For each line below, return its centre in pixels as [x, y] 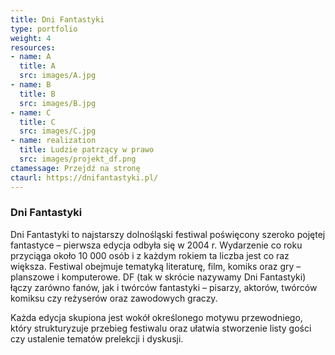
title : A [37, 66]
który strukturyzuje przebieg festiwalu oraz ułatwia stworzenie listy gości [161, 328]
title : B [37, 94]
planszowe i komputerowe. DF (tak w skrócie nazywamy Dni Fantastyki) [158, 277]
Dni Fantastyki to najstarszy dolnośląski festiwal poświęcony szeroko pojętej [168, 234]
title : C [37, 122]
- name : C [31, 112]
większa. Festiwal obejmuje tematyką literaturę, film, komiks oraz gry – [156, 266]
